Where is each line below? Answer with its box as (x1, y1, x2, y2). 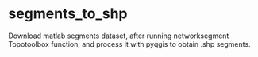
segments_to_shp (8, 5, 129, 23)
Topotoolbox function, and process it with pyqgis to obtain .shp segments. (8, 39, 252, 48)
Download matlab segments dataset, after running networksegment (8, 31, 229, 40)
